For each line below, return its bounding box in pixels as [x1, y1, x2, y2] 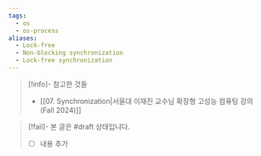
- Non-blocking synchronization [15, 49, 124, 57]
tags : [8, 11, 26, 20]
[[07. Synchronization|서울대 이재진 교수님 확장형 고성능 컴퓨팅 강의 [39, 96, 254, 106]
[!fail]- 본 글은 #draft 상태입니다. [27, 122, 130, 131]
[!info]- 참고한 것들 [27, 79, 88, 89]
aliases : [8, 34, 38, 42]
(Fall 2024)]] [39, 105, 82, 114]
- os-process [15, 26, 59, 34]
